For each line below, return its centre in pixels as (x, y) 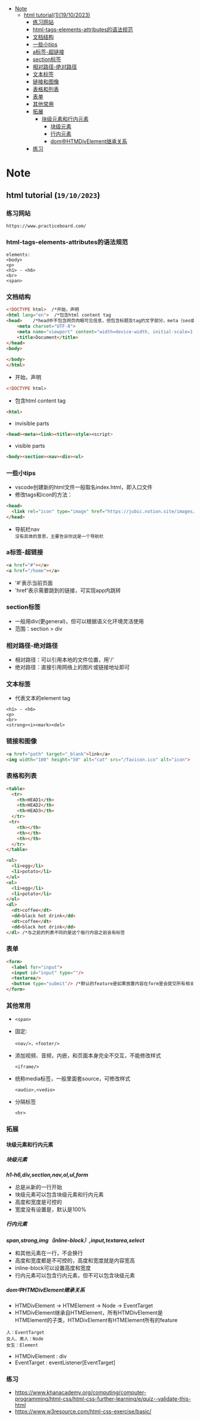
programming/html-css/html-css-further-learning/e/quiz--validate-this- (103, 1399)
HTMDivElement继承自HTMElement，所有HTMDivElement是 (89, 1312)
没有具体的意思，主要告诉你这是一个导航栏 (59, 536)
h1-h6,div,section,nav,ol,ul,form (47, 1175)
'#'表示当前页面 (34, 583)
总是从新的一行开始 (38, 1187)
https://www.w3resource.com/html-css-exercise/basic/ (83, 1411)
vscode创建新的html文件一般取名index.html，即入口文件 (84, 487)
